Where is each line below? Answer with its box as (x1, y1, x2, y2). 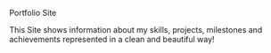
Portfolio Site (9, 8, 57, 18)
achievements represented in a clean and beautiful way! (9, 34, 216, 44)
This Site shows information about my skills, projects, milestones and (9, 25, 263, 34)
